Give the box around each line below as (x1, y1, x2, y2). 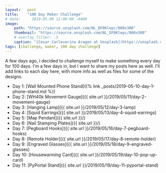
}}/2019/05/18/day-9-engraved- (88, 141, 153, 147)
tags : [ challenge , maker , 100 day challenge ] (5, 44, 100, 49)
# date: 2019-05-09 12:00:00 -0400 (5, 16, 87, 21)
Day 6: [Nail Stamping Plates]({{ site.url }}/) (12, 120, 100, 126)
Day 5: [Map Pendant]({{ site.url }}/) (12, 115, 85, 120)
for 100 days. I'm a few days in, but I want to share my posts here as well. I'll (5, 63, 160, 69)
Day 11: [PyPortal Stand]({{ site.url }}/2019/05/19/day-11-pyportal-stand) (12, 162, 159, 168)
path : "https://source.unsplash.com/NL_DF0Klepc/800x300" (14, 26, 136, 31)
